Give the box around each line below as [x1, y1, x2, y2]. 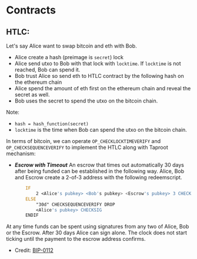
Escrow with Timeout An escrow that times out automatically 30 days [14, 162, 184, 168]
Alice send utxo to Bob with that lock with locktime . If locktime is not [14, 60, 181, 67]
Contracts [6, 4, 56, 17]
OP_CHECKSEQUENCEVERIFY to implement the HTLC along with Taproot [6, 144, 169, 151]
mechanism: [6, 150, 36, 157]
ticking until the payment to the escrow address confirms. [6, 236, 146, 243]
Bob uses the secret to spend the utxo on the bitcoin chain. [14, 97, 158, 104]
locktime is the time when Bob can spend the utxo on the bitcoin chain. [14, 127, 187, 133]
